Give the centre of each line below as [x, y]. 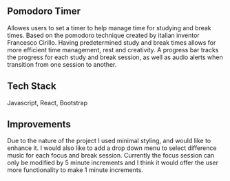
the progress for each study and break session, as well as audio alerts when [115, 57]
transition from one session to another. [62, 64]
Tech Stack [32, 86]
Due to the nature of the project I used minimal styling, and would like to [109, 141]
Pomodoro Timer [44, 11]
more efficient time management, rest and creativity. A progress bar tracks [113, 50]
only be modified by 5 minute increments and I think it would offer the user [113, 163]
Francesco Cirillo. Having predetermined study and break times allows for [112, 42]
